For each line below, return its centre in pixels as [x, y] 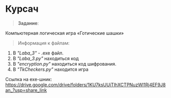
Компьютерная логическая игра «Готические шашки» [65, 33]
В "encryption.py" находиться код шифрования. [65, 64]
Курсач [22, 9]
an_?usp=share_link [26, 90]
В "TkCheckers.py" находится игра [50, 69]
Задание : [28, 23]
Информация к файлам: [44, 43]
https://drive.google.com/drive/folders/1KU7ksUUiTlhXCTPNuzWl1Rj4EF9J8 [85, 85]
